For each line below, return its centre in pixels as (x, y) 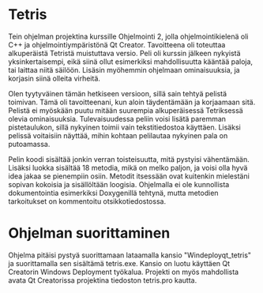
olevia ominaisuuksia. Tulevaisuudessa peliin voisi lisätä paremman (117, 118)
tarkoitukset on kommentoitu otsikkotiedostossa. (87, 201)
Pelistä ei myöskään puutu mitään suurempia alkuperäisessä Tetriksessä (126, 110)
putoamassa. (29, 144)
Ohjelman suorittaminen (89, 233)
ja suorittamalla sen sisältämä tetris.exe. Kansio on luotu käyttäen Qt (119, 263)
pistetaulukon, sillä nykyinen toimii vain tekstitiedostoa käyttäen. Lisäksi (124, 127)
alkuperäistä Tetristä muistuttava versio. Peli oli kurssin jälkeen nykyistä (124, 53)
